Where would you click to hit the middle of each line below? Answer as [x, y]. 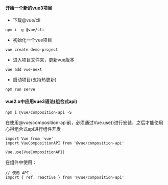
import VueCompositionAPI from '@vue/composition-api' [65, 143]
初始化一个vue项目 [32, 40]
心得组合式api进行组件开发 [33, 129]
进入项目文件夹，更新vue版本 [44, 60]
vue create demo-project [32, 50]
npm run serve [20, 90]
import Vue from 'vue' [29, 139]
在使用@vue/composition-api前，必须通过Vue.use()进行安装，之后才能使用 [84, 122]
